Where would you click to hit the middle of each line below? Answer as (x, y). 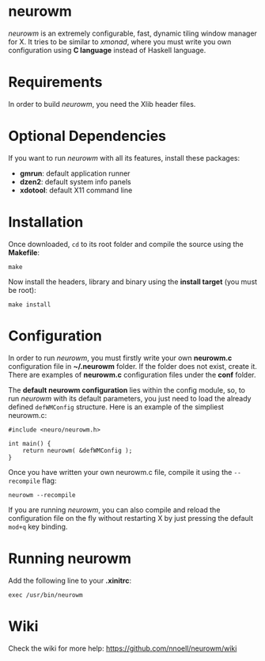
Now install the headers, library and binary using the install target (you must (133, 281)
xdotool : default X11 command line (76, 190)
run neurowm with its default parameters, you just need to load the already (130, 398)
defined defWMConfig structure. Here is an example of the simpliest (116, 407)
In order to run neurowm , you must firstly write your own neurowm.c (120, 358)
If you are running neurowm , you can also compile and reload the (114, 510)
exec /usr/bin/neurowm (45, 595)
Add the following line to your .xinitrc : (70, 580)
